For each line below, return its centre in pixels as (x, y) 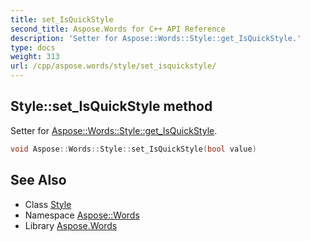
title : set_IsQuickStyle (62, 19)
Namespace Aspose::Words (82, 215)
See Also (38, 180)
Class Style (48, 204)
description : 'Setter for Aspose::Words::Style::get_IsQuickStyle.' (156, 38)
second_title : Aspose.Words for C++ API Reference (118, 29)
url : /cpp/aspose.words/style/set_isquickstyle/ (113, 66)
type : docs (33, 47)
